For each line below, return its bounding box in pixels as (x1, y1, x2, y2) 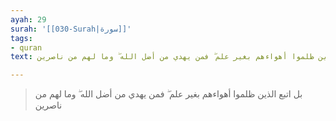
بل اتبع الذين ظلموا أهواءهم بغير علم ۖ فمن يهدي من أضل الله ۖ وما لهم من (34, 88, 303, 100)
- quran (10, 42, 43, 53)
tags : (10, 33, 33, 43)
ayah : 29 (10, 14, 47, 25)
